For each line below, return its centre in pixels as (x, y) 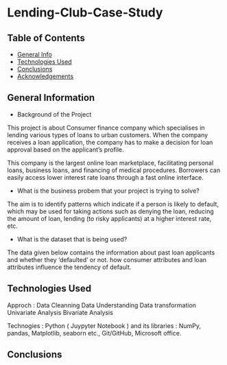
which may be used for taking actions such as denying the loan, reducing (110, 211)
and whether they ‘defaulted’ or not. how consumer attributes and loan (107, 259)
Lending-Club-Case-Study (85, 13)
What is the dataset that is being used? (72, 239)
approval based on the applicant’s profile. (66, 150)
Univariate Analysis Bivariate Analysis (60, 312)
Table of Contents (46, 38)
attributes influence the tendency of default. (69, 267)
